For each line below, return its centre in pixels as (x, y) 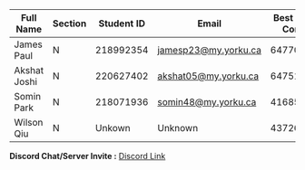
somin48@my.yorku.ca (207, 102)
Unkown (113, 128)
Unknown (178, 128)
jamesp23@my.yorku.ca (209, 50)
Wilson (29, 123)
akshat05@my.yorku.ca (208, 76)
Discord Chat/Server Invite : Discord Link (88, 156)
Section (69, 24)
